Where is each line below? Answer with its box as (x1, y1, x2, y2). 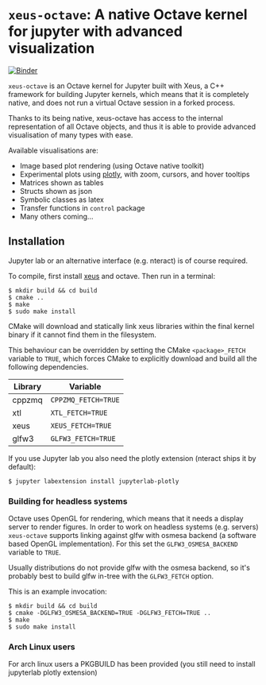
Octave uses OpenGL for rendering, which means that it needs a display (8, 514, 244, 524)
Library (13, 381, 42, 392)
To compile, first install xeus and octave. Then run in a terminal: (8, 271, 216, 281)
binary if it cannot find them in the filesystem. (8, 330, 157, 339)
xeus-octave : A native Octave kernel (8, 6, 248, 24)
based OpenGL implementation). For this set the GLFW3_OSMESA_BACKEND (8, 539, 238, 549)
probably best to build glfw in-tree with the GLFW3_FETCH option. (8, 571, 214, 581)
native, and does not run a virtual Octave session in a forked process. (8, 98, 236, 107)
